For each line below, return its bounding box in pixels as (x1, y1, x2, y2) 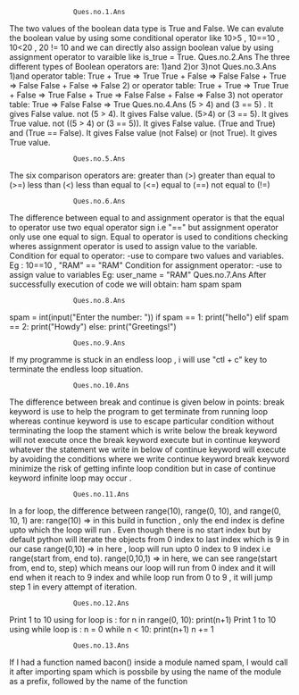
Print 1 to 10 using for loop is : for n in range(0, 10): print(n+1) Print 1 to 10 (9, 615, 277, 624)
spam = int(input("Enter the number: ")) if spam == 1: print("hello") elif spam (9, 312, 289, 322)
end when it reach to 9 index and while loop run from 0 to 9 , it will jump (9, 572, 274, 582)
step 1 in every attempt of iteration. (9, 582, 137, 592)
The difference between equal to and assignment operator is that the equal (9, 213, 285, 222)
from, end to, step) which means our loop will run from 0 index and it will (9, 563, 276, 573)
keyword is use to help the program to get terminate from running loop (9, 406, 269, 416)
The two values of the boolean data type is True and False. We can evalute (9, 23, 284, 34)
